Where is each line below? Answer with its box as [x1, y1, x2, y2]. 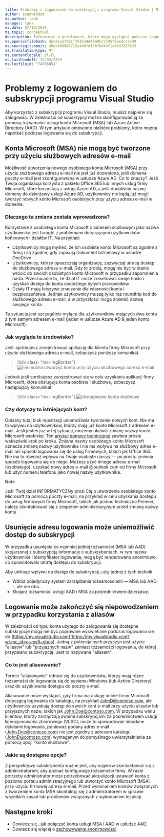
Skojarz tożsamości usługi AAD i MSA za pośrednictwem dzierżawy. [12, 589, 150, 595]
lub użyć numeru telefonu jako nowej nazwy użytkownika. [5, 469, 122, 475]
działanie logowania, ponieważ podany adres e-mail [5, 724, 110, 729]
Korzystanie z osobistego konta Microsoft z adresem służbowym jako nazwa [5, 224, 159, 230]
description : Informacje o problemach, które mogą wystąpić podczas [5, 35, 147, 40]
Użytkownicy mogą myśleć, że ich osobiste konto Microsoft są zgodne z [12, 244, 158, 250]
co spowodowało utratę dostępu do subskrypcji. [5, 559, 102, 565]
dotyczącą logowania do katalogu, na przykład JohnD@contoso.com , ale [5, 698, 152, 704]
